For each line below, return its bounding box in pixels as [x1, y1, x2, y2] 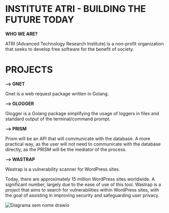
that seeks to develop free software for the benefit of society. [5, 46, 134, 52]
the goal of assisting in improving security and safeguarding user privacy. [5, 192, 159, 198]
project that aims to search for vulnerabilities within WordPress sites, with [5, 187, 159, 193]
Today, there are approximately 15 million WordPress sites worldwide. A [5, 176, 155, 182]
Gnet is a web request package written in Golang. [5, 90, 109, 97]
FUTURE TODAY [5, 14, 74, 25]
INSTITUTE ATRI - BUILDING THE [5, 3, 146, 15]
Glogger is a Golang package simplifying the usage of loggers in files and [5, 110, 159, 116]
